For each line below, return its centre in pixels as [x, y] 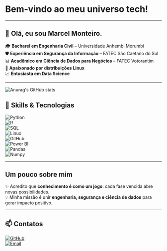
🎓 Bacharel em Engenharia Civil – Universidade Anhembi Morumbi [75, 46]
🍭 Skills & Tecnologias [40, 105]
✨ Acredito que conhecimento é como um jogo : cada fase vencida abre [79, 186]
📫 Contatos [24, 224]
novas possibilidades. [27, 192]
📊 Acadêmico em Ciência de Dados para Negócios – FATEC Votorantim [80, 61]
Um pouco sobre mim [39, 174]
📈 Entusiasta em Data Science [38, 74]
